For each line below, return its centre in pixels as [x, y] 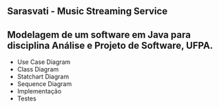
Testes [27, 98]
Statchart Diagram [43, 77]
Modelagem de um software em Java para [99, 35]
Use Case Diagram [44, 62]
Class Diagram [38, 69]
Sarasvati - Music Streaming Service [87, 11]
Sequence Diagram [44, 84]
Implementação [39, 91]
